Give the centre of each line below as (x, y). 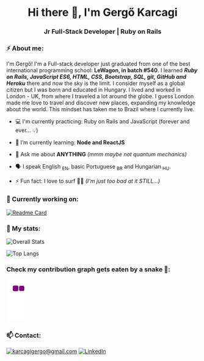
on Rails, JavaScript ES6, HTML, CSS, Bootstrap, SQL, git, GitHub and (96, 77)
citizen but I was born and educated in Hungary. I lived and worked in (94, 90)
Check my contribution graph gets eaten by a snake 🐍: (88, 269)
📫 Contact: (24, 335)
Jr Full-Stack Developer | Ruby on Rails (103, 32)
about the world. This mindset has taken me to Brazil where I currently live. (100, 109)
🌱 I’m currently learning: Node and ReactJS (70, 142)
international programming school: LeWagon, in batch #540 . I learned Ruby (102, 70)
